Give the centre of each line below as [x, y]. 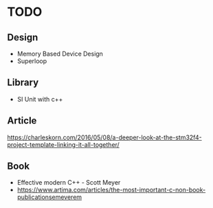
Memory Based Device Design [60, 54]
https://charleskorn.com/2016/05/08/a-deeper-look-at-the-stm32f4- [104, 137]
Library [23, 83]
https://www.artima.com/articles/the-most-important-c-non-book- [111, 190]
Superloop [32, 61]
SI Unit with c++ [40, 99]
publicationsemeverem [49, 197]
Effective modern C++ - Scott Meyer [69, 183]
